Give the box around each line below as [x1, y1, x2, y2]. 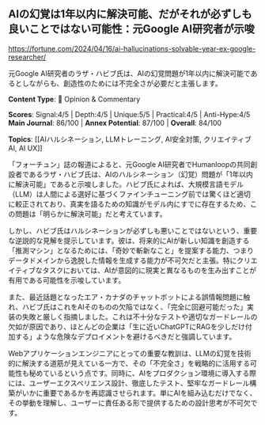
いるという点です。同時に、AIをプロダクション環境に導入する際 [49, 368, 257, 378]
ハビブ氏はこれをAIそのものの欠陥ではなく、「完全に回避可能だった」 [22, 302, 248, 311]
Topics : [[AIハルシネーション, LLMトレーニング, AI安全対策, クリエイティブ [8, 134, 252, 144]
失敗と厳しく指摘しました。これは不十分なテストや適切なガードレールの [21, 312, 258, 321]
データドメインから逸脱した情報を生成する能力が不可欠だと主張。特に [8, 256, 237, 265]
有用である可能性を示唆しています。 [8, 275, 126, 285]
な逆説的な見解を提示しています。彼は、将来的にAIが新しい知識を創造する [8, 236, 250, 245]
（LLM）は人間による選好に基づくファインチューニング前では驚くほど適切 [8, 189, 252, 199]
